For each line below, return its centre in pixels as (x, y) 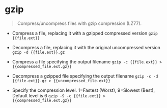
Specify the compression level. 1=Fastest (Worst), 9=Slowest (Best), (83, 90)
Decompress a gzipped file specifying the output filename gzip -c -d (85, 76)
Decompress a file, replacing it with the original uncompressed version (86, 47)
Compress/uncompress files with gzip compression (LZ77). (79, 23)
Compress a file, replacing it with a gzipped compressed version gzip (85, 33)
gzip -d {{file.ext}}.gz (38, 52)
